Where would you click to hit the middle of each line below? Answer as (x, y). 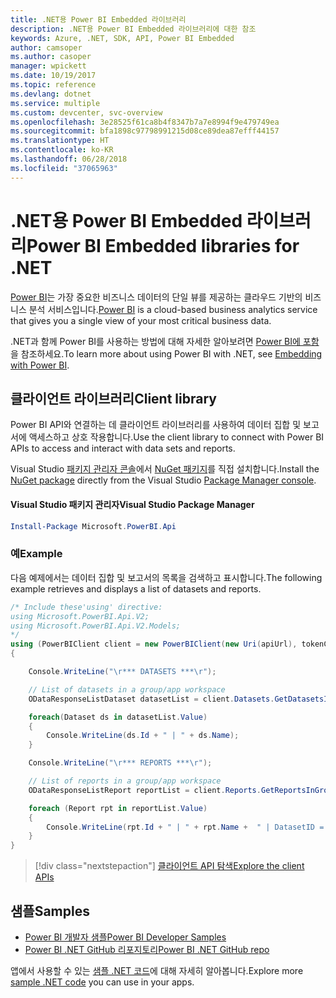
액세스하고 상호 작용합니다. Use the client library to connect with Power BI (176, 437)
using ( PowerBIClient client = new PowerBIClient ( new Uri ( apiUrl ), (154, 644)
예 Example (36, 554)
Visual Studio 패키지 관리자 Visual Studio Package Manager (132, 504)
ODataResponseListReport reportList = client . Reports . (145, 790)
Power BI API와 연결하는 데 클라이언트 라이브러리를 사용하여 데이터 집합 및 (156, 425)
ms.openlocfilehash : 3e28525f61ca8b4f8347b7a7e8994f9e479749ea (145, 122)
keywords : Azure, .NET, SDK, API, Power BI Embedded (122, 38)
